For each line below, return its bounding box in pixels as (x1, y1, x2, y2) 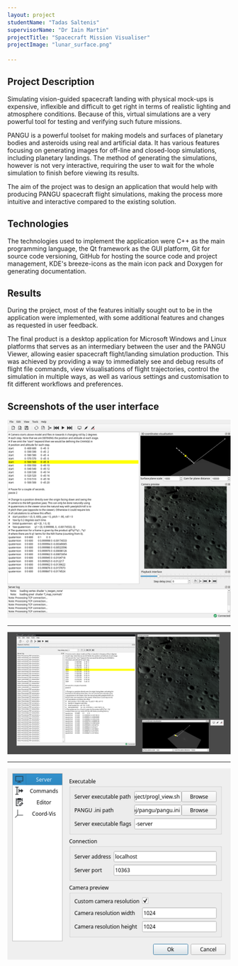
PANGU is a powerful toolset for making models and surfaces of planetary (7, 131, 223, 140)
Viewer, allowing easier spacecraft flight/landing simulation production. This (7, 350, 229, 358)
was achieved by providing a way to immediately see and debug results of (7, 358, 224, 366)
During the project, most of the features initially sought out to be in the (7, 306, 212, 314)
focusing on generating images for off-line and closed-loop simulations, (7, 146, 217, 154)
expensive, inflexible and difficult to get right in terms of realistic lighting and (7, 102, 231, 110)
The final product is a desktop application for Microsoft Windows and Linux (7, 335, 227, 343)
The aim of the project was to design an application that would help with (7, 182, 218, 191)
